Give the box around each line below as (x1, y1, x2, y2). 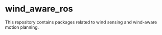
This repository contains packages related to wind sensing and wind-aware (5, 19, 157, 25)
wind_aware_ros (5, 3, 73, 14)
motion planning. (5, 24, 39, 30)
